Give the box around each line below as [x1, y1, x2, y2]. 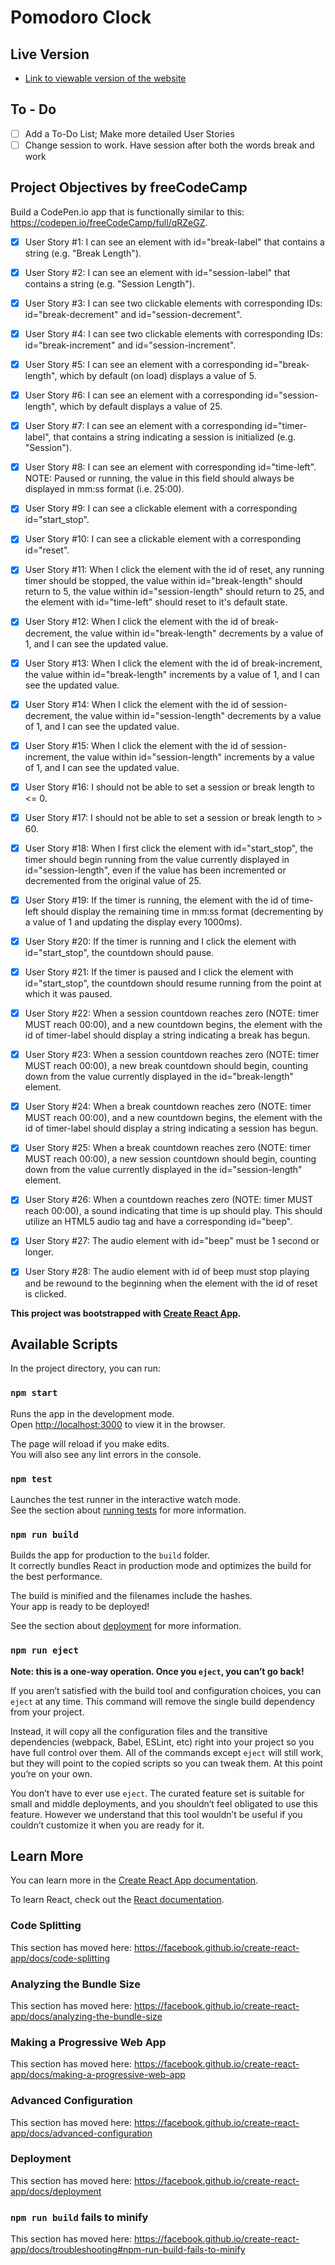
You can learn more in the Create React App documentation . [10, 1874, 259, 1886]
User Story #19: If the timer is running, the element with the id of [24, 894, 290, 906]
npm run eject [10, 1645, 79, 1656]
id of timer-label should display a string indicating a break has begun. [24, 1029, 311, 1041]
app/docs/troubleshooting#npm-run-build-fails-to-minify [10, 2244, 246, 2256]
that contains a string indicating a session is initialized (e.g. [53, 431, 297, 443]
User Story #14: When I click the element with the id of [24, 698, 250, 710]
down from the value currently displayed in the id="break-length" [24, 1071, 295, 1083]
